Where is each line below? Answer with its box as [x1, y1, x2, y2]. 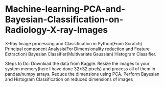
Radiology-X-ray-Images [5, 25, 108, 35]
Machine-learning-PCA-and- [5, 3, 126, 15]
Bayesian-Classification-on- [5, 14, 124, 25]
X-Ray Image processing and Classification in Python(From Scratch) [5, 40, 142, 46]
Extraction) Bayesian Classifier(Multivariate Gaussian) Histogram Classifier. [5, 51, 157, 57]
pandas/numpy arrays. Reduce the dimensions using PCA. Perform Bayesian [5, 71, 160, 77]
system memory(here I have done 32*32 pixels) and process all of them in [5, 65, 156, 72]
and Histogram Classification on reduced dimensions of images [5, 76, 133, 82]
